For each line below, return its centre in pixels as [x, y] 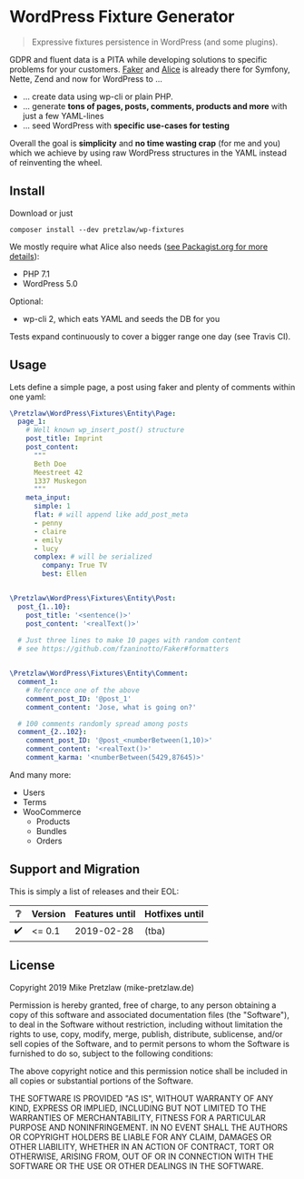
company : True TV [74, 566]
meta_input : [48, 498]
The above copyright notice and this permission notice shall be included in [148, 1071]
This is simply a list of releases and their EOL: [94, 891]
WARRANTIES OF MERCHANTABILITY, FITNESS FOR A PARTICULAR [137, 1117]
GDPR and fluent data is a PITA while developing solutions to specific [138, 59]
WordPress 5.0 [50, 283]
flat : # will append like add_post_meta [111, 515]
